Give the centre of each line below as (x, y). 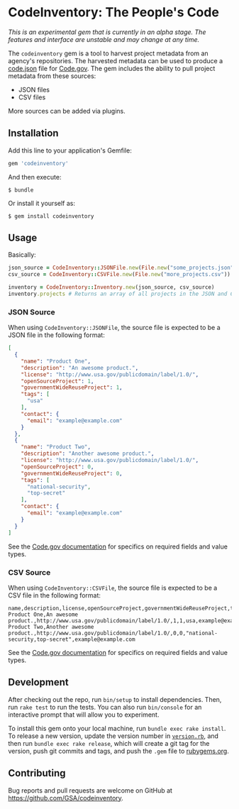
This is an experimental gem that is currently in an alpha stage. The (107, 32)
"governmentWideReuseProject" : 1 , (72, 387)
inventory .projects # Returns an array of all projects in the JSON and (118, 294)
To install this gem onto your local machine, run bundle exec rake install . (117, 728)
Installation (33, 133)
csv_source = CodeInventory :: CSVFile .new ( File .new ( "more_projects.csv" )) (119, 275)
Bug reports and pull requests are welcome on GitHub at (90, 790)
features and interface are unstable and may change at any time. (104, 39)
